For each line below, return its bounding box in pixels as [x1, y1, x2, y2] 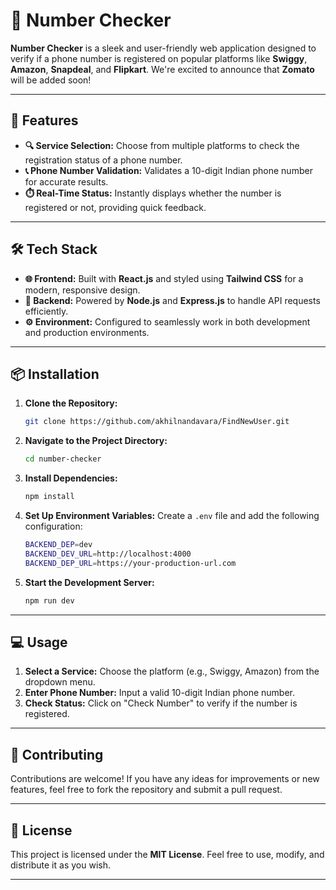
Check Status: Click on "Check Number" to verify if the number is [24, 697, 298, 709]
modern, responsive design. [24, 284, 141, 296]
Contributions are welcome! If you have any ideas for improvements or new [10, 773, 320, 785]
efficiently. [24, 305, 69, 317]
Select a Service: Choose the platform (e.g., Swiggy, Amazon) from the [24, 665, 320, 678]
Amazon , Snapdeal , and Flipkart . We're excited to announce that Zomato [10, 63, 315, 75]
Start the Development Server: [24, 576, 155, 588]
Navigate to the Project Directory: [24, 435, 168, 447]
